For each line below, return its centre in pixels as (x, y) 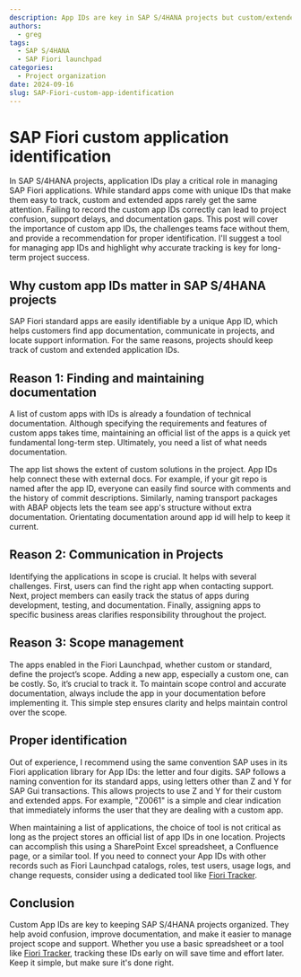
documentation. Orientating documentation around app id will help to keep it (150, 517)
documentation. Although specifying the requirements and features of (138, 424)
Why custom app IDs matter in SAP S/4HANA (138, 285)
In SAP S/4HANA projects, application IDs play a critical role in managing (143, 181)
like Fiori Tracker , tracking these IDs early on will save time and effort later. (147, 954)
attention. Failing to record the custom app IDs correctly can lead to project (148, 210)
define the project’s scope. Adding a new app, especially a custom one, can (149, 673)
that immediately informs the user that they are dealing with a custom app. (146, 810)
